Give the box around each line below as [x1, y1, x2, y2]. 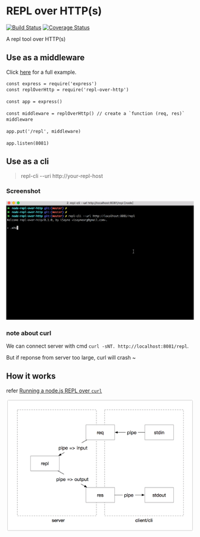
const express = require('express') [6, 80, 97, 87]
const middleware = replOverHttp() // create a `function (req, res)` [6, 110, 185, 117]
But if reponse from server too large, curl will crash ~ [6, 354, 136, 361]
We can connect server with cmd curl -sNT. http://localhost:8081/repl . [6, 342, 189, 349]
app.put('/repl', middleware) [6, 128, 82, 135]
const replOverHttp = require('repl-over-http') [6, 86, 129, 93]
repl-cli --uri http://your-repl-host [20, 172, 103, 179]
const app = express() [6, 98, 62, 105]
